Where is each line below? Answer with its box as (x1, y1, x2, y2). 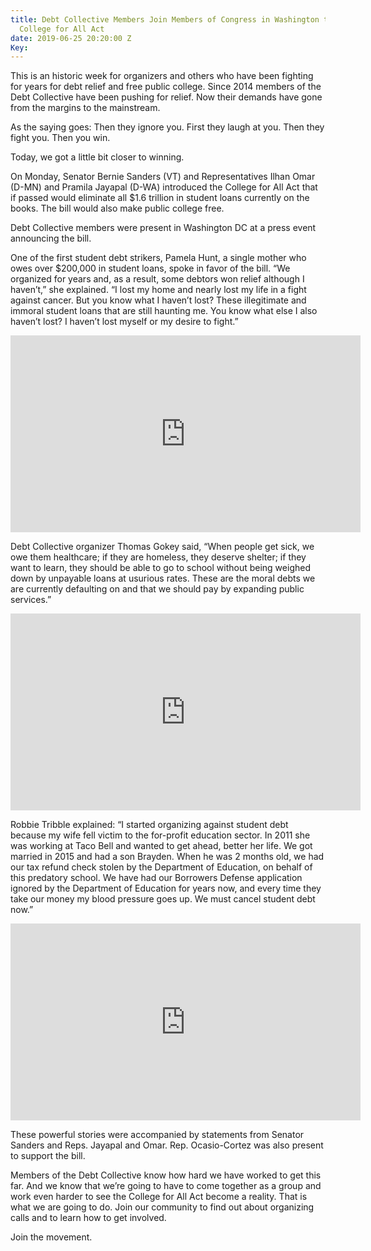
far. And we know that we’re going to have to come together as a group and (10, 1180, 322, 1192)
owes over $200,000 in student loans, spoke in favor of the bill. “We (10, 262, 291, 275)
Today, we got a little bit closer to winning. (10, 151, 185, 163)
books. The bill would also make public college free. (10, 202, 225, 215)
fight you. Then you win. (10, 132, 111, 144)
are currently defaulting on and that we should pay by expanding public (10, 583, 305, 595)
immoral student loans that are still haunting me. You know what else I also (10, 305, 318, 317)
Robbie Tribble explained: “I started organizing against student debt (10, 819, 289, 831)
